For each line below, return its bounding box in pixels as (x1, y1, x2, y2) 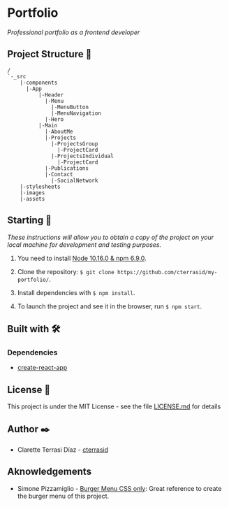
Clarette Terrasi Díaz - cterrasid (17, 445, 109, 454)
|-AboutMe (44, 128, 73, 135)
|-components (20, 79, 58, 86)
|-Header (38, 91, 64, 99)
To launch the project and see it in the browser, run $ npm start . (17, 302, 202, 310)
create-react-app (17, 364, 68, 372)
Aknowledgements (7, 466, 92, 478)
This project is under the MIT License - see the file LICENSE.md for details (7, 402, 221, 410)
